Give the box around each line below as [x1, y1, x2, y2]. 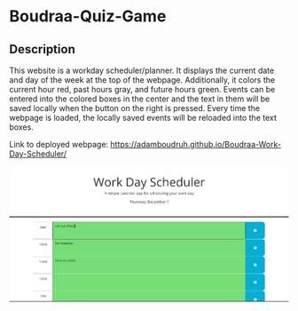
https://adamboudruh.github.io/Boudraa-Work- [110, 140, 282, 149]
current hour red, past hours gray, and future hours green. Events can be [9, 84, 276, 94]
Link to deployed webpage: [9, 140, 109, 149]
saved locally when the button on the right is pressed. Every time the [9, 103, 260, 113]
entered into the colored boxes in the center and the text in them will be [9, 93, 271, 104]
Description [9, 42, 75, 57]
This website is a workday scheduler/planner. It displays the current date [9, 65, 275, 76]
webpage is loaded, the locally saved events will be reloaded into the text [9, 113, 278, 123]
